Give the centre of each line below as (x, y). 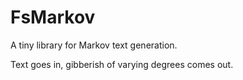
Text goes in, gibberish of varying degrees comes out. (122, 64)
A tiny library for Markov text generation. (94, 45)
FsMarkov (53, 17)
